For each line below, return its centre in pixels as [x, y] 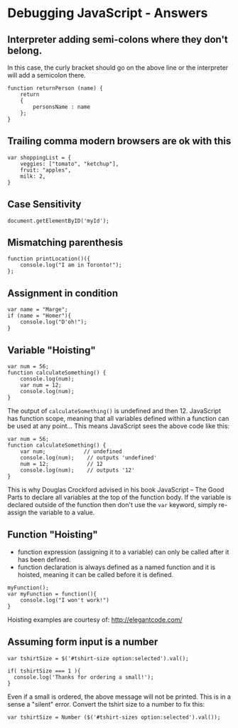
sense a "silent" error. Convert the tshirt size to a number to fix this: [106, 704]
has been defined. [44, 559]
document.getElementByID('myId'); [59, 221]
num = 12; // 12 [61, 464]
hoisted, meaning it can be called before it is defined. [96, 574]
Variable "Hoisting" [52, 350]
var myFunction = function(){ [52, 594]
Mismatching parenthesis [65, 243]
